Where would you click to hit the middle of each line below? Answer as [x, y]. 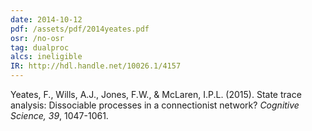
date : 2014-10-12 [46, 19]
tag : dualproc [40, 47]
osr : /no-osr [37, 38]
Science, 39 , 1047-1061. [59, 115]
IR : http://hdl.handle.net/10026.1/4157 [96, 66]
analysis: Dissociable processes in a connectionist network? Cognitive [155, 105]
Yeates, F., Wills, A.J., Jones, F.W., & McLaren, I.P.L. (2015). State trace [156, 94]
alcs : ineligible [46, 57]
